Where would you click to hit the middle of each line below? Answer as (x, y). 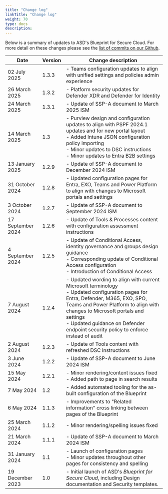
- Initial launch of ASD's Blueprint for (109, 472)
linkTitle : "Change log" (31, 15)
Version (52, 61)
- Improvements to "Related (98, 402)
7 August (18, 305)
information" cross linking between (107, 408)
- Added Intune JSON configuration (108, 137)
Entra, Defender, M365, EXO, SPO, (106, 298)
